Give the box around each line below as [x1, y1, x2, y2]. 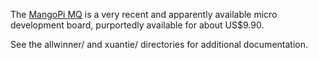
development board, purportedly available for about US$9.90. [10, 19, 265, 31]
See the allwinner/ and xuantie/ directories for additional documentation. [10, 39, 308, 50]
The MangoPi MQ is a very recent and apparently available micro [10, 9, 278, 20]
